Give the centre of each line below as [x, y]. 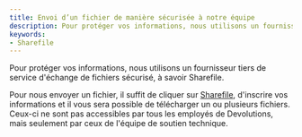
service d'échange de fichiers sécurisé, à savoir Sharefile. [117, 78]
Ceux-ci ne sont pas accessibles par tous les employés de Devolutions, [142, 114]
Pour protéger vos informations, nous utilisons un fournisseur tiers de [138, 68]
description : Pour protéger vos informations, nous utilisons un [134, 26]
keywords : [28, 34]
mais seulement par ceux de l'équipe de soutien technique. [119, 124]
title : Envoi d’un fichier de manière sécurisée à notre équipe [132, 17]
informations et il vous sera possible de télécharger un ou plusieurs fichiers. [150, 105]
